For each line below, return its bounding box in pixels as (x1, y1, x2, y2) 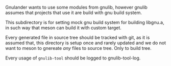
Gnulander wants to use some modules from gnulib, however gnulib (5, 5, 148, 10)
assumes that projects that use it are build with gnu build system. (5, 10, 142, 16)
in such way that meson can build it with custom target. (5, 25, 121, 31)
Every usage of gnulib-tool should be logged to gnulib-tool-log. (5, 55, 141, 61)
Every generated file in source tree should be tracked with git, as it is (5, 35, 150, 40)
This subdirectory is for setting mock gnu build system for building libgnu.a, (5, 20, 164, 25)
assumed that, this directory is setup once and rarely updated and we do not (5, 40, 166, 46)
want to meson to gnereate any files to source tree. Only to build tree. (5, 45, 152, 51)
